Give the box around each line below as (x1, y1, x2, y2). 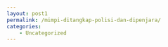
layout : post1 (6, 10, 49, 17)
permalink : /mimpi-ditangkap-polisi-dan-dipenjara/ (6, 17, 161, 23)
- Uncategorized (19, 29, 67, 37)
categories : (6, 23, 41, 30)
